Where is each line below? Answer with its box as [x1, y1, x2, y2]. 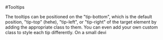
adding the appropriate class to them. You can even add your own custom [5, 24, 158, 30]
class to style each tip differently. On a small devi [5, 30, 107, 35]
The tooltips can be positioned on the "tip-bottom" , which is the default [5, 14, 152, 19]
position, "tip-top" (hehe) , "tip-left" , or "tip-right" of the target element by [5, 19, 157, 25]
